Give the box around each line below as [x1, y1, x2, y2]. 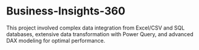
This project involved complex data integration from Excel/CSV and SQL [6, 24, 185, 31]
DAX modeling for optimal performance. [6, 37, 106, 44]
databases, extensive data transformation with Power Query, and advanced [6, 30, 194, 37]
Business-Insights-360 [6, 4, 125, 18]
